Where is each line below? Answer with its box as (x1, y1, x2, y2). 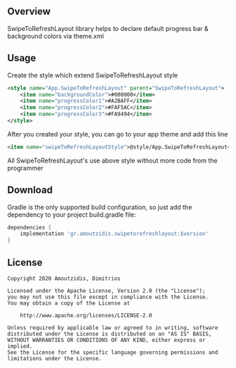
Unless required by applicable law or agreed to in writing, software (7, 324, 218, 331)
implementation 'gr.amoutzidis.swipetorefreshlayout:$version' (20, 230, 209, 238)
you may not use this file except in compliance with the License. (7, 293, 209, 300)
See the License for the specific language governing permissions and (7, 349, 218, 356)
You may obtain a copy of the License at (7, 300, 131, 307)
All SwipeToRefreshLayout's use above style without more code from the (7, 156, 218, 165)
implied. (7, 343, 33, 350)
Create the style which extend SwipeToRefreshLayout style (7, 70, 178, 80)
